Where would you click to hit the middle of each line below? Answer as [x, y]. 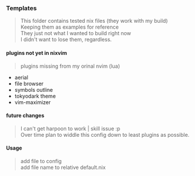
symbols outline [34, 89]
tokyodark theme [35, 96]
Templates [21, 8]
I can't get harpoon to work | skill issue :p [70, 128]
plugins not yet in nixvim [37, 53]
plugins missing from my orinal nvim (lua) [70, 66]
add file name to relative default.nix [63, 167]
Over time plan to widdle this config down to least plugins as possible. [105, 134]
